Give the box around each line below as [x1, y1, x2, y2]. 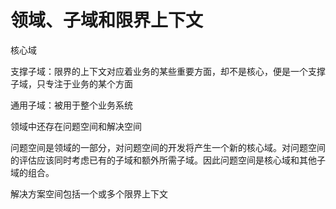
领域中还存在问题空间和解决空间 [10, 120, 142, 132]
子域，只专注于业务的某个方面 [10, 77, 133, 90]
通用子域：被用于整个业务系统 [10, 99, 133, 111]
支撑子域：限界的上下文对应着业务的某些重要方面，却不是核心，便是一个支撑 [10, 65, 326, 77]
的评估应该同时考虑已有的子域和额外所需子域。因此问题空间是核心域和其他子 [10, 154, 326, 166]
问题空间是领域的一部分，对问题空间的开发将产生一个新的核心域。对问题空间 [10, 141, 326, 153]
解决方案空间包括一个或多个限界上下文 [10, 187, 168, 200]
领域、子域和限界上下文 [10, 9, 204, 32]
